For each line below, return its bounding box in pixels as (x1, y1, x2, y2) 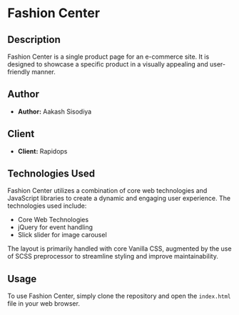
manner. (31, 68, 56, 76)
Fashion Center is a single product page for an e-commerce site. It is (7, 52, 210, 61)
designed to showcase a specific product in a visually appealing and (7, 60, 208, 69)
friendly (7, 68, 31, 76)
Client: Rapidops (17, 146, 68, 155)
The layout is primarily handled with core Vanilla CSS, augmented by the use (7, 244, 232, 253)
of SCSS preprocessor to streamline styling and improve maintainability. (7, 252, 219, 261)
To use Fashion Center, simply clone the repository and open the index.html (7, 291, 231, 301)
